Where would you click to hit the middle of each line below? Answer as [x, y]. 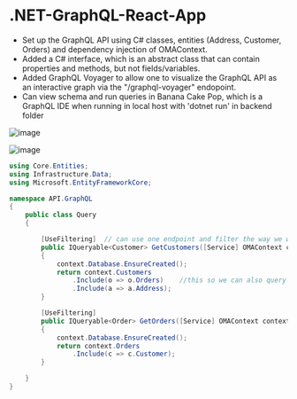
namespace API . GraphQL [51, 199]
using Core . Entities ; [49, 166]
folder [33, 115]
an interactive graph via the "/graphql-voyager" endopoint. [129, 87]
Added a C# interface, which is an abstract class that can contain [141, 59]
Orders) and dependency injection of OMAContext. [114, 49]
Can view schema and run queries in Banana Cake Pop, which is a [142, 96]
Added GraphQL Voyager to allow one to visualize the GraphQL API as [149, 77]
